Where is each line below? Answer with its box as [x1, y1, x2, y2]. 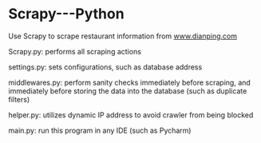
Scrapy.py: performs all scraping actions [8, 46, 142, 56]
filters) [8, 94, 30, 104]
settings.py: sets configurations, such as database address [8, 62, 203, 72]
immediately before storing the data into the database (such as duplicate [8, 85, 247, 96]
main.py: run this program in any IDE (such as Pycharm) [8, 125, 192, 135]
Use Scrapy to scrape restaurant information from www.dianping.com [8, 31, 238, 41]
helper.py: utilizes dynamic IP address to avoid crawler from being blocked [8, 109, 254, 120]
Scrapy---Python [8, 5, 125, 23]
